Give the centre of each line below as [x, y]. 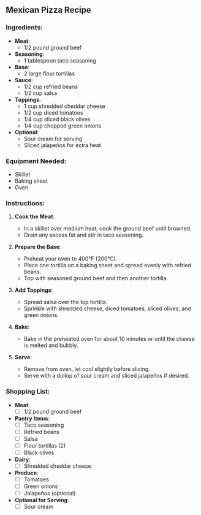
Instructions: [25, 203]
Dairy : [23, 459]
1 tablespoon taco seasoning [60, 60]
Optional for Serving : [42, 500]
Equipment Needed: [36, 161]
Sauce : [24, 80]
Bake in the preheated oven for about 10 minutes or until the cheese [109, 339]
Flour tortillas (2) [45, 445]
